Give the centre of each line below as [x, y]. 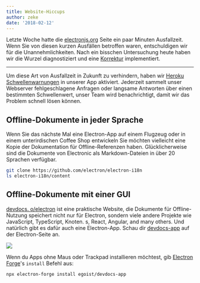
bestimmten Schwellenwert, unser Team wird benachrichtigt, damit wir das [98, 95]
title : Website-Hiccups [36, 12]
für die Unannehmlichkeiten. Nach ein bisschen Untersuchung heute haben [99, 52]
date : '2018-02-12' [30, 23]
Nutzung [17, 215]
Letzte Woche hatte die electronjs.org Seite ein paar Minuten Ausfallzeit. [95, 40]
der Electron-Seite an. [33, 234]
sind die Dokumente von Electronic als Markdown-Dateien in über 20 [91, 153]
